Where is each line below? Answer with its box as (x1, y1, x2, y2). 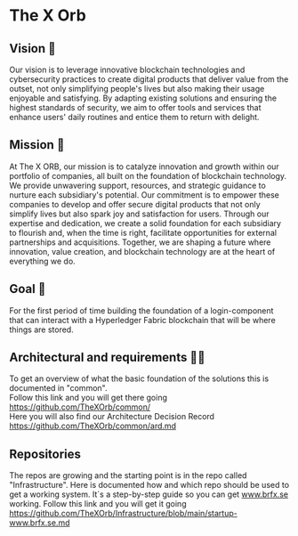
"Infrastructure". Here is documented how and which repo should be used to (9, 480, 290, 491)
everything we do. (9, 256, 76, 266)
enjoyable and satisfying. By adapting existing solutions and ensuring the (9, 93, 278, 103)
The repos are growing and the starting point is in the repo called (9, 470, 247, 481)
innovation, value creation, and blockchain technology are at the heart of (9, 246, 276, 256)
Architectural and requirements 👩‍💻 (9, 350, 206, 365)
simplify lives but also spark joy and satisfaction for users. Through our (9, 208, 270, 219)
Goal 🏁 (9, 281, 46, 296)
